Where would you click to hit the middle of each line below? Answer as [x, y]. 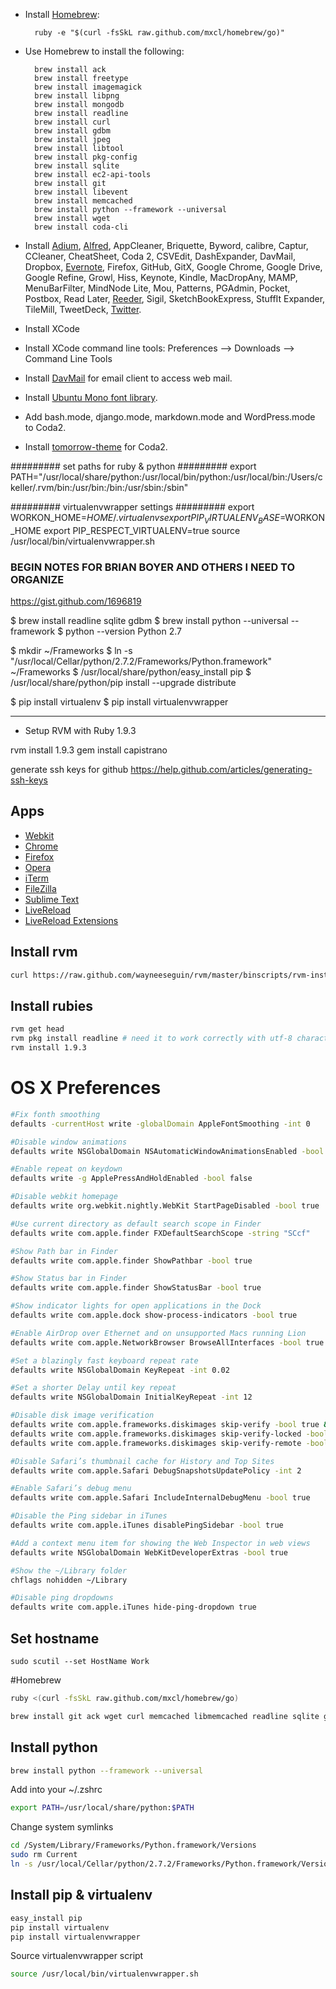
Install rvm [44, 952]
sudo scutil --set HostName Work [80, 1662]
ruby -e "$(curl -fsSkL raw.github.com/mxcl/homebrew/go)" [160, 33]
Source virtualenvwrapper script [77, 1956]
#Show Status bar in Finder [69, 1279]
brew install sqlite [77, 166]
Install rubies [51, 1005]
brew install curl [72, 122]
